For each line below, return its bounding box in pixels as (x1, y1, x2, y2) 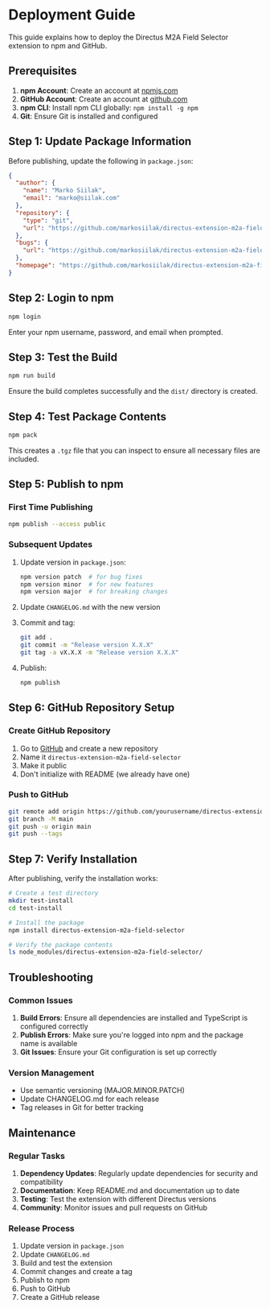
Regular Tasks (8, 1150, 66, 1161)
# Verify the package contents (8, 941, 113, 949)
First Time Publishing (8, 502, 93, 513)
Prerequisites (8, 64, 77, 78)
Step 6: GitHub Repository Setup (8, 701, 175, 714)
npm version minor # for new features (19, 580, 154, 589)
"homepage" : (15, 262, 56, 270)
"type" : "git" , (22, 216, 74, 225)
